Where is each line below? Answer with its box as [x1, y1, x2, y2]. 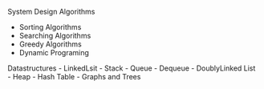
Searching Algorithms [18, 31, 91, 40]
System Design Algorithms [7, 7, 95, 16]
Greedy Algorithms [18, 39, 82, 49]
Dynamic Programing [18, 48, 90, 57]
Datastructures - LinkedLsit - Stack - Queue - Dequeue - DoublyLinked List [7, 63, 256, 73]
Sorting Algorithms [18, 22, 82, 31]
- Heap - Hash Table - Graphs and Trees [7, 72, 141, 81]
